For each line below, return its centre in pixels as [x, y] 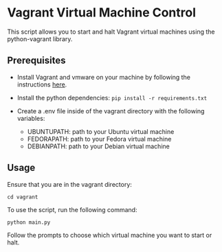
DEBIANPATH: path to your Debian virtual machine [98, 146]
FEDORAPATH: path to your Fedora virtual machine [99, 139]
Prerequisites [36, 61]
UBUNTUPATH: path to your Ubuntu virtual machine [101, 131]
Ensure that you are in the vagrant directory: [70, 184]
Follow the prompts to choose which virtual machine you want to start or [110, 235]
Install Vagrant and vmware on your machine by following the [104, 77]
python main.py [29, 222]
